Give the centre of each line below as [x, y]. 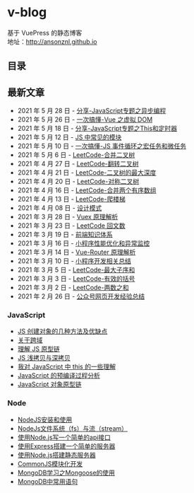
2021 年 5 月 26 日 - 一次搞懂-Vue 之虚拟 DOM [85, 120]
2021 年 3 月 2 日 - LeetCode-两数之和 [73, 288]
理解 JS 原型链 [38, 349]
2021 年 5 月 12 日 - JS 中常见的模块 [69, 137]
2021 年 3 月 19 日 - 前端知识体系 [65, 235]
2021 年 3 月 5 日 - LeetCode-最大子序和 [76, 270]
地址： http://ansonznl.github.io [52, 41]
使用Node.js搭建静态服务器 [57, 455]
